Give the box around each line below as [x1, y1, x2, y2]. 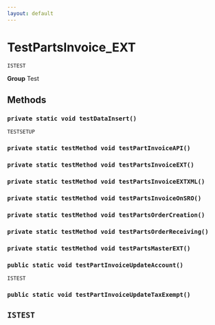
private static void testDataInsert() [7, 115, 137, 122]
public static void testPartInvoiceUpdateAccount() [7, 261, 184, 269]
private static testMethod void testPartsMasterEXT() [7, 244, 191, 252]
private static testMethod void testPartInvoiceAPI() [7, 145, 191, 152]
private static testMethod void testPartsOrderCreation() [7, 210, 205, 219]
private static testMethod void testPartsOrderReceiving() [7, 228, 209, 235]
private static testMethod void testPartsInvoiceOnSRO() [7, 194, 202, 202]
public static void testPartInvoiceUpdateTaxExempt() [7, 291, 191, 298]
